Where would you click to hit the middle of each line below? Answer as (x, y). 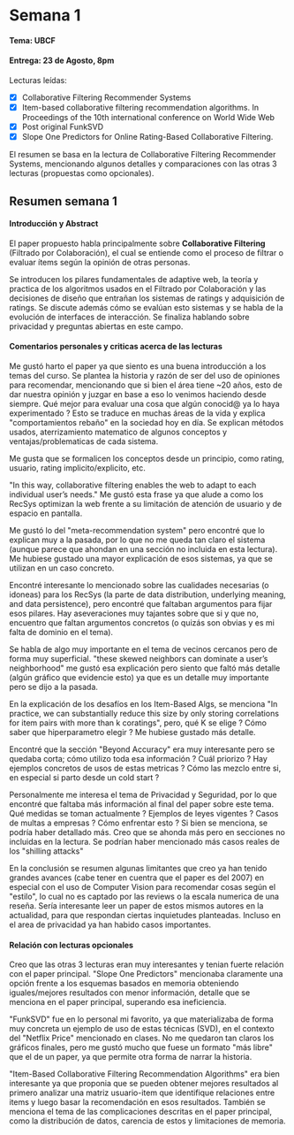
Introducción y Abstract (54, 224)
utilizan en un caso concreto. (62, 568)
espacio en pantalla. (46, 513)
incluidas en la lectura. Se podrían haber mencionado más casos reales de (145, 842)
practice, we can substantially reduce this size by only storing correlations (144, 714)
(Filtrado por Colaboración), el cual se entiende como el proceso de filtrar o (147, 252)
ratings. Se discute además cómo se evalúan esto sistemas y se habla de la (147, 307)
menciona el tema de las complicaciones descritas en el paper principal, (140, 1112)
